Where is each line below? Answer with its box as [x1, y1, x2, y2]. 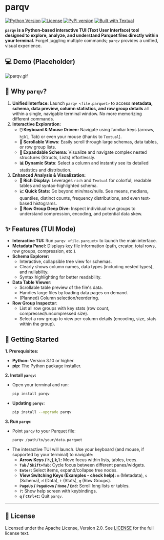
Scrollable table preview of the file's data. [19, 284, 103, 290]
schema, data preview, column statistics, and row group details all [12, 105, 149, 111]
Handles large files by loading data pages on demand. [19, 290, 128, 296]
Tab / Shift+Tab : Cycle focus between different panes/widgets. [19, 462, 145, 468]
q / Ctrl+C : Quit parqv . [19, 493, 63, 499]
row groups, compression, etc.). [12, 248, 77, 254]
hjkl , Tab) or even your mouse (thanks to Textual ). [19, 134, 122, 140]
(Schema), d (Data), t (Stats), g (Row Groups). [19, 477, 111, 483]
